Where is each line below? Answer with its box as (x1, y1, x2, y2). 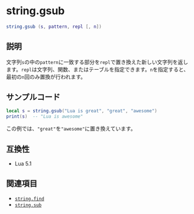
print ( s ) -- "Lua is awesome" (6, 114, 83, 119)
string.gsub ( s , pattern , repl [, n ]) (6, 24, 102, 30)
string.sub (14, 202, 42, 208)
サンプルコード (6, 92, 60, 102)
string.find (14, 196, 44, 202)
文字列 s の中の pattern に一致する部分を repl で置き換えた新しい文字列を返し (6, 58, 188, 66)
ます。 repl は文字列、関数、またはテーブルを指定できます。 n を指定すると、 (6, 66, 189, 73)
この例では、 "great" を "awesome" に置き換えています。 (6, 125, 136, 132)
